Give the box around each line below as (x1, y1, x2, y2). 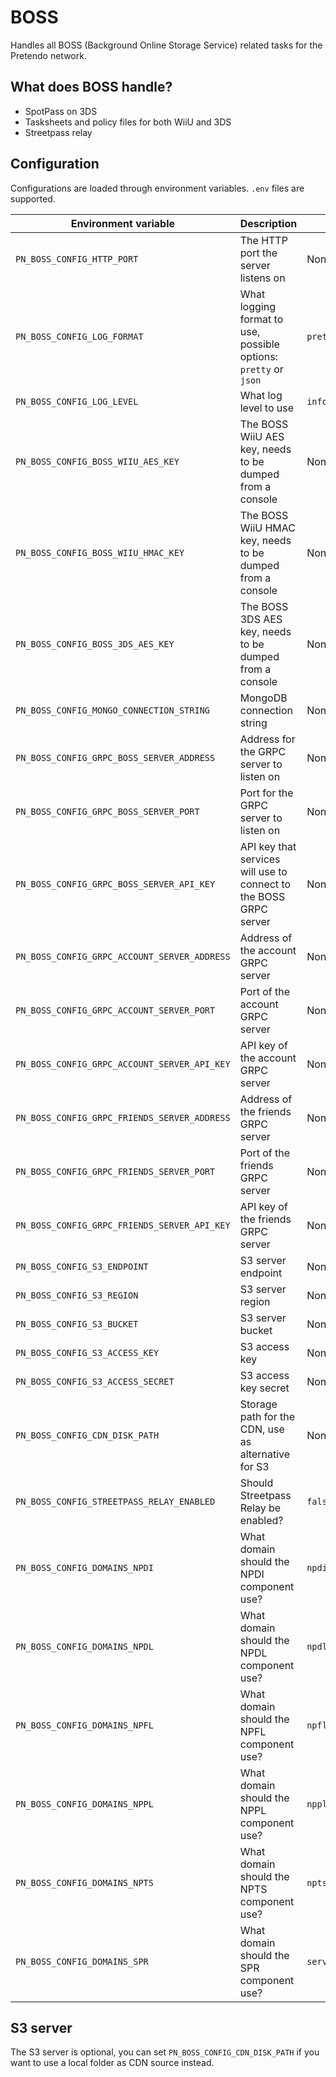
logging (239, 299, 276, 313)
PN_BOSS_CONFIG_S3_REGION (15, 1289, 139, 1301)
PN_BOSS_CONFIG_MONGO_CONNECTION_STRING (15, 704, 210, 716)
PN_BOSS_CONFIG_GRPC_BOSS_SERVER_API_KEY (15, 878, 216, 890)
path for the (239, 1409, 296, 1423)
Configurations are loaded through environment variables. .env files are (10, 182, 305, 194)
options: (239, 349, 279, 363)
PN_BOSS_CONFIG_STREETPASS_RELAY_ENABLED (15, 1496, 216, 1507)
